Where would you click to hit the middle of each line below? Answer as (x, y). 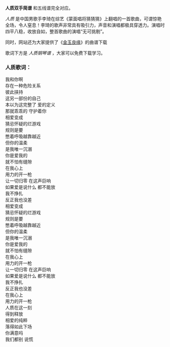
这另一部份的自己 (23, 98)
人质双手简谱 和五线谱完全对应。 (39, 8)
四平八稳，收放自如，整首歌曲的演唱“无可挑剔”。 (56, 31)
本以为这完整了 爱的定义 (30, 105)
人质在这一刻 (18, 308)
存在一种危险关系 (23, 86)
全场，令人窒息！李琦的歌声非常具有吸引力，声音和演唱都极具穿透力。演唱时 (85, 25)
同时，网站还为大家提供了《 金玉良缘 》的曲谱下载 (56, 42)
